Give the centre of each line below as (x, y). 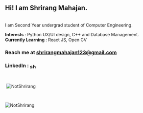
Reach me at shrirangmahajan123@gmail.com (61, 52)
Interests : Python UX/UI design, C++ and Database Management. (72, 34)
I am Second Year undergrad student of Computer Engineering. (69, 25)
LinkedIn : (17, 66)
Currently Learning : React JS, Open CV (46, 40)
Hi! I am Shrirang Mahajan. (46, 8)
